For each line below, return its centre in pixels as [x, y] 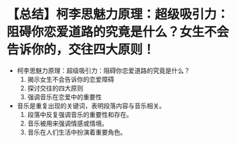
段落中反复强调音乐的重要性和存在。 [80, 114]
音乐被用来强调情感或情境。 [68, 123]
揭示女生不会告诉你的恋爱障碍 [71, 79]
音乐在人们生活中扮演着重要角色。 [77, 132]
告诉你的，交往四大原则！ [81, 50]
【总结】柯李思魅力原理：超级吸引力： [118, 14]
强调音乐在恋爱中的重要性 [65, 97]
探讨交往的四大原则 [55, 88]
